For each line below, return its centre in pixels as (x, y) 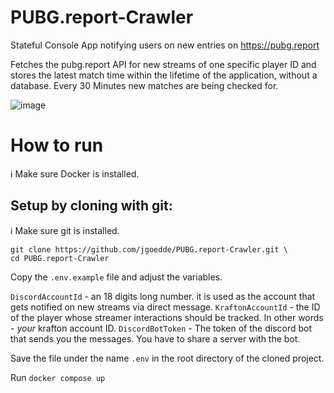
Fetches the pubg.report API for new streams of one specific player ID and (163, 64)
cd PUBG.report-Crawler (60, 258)
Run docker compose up (58, 377)
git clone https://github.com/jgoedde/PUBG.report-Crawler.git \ (149, 249)
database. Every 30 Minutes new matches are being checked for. (144, 85)
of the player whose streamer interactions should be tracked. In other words (167, 317)
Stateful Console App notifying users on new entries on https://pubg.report (165, 45)
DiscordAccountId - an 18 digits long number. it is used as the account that (163, 296)
